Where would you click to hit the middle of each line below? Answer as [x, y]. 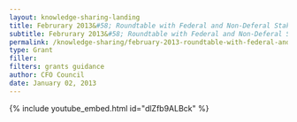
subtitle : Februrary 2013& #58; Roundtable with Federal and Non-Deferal [146, 34]
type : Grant [31, 50]
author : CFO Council [47, 75]
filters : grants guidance [57, 67]
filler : [23, 58]
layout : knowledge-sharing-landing [75, 17]
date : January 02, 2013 [53, 83]
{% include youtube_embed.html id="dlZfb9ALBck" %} [109, 108]
